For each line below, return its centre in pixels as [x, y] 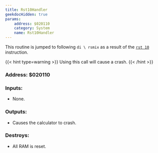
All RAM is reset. [29, 146]
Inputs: [14, 88]
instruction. [17, 52]
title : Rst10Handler [27, 10]
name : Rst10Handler [34, 33]
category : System [32, 28]
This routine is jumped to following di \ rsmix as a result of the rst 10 [77, 47]
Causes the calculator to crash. [44, 123]
